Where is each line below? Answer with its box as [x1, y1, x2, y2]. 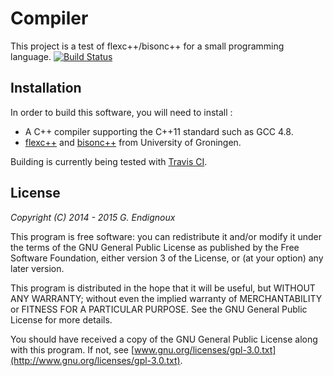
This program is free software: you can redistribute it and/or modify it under [10, 230, 322, 242]
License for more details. [10, 313, 113, 326]
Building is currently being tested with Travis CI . [10, 155, 208, 167]
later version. [10, 262, 65, 274]
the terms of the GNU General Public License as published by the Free [10, 241, 300, 253]
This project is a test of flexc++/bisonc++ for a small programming [10, 40, 285, 52]
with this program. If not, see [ [10, 343, 135, 356]
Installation [10, 80, 82, 97]
